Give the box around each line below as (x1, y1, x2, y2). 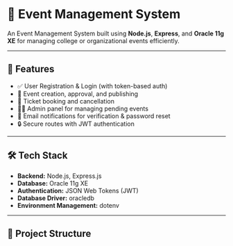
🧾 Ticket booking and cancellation (17, 97, 114, 105)
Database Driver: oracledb (17, 194, 95, 202)
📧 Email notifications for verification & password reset (17, 111, 171, 120)
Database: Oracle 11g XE (17, 179, 89, 187)
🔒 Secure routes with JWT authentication (17, 120, 135, 128)
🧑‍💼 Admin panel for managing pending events (17, 104, 149, 113)
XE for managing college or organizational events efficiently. (7, 36, 180, 44)
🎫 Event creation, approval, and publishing (17, 90, 139, 98)
